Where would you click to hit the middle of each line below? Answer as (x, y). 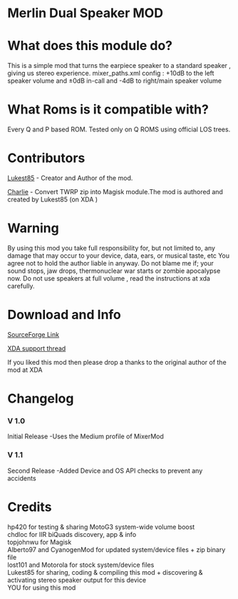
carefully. (21, 286)
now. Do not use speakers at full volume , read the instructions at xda (109, 278)
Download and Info (64, 315)
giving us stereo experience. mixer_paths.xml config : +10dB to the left (111, 74)
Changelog (41, 399)
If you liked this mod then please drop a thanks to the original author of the (117, 362)
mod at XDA (25, 370)
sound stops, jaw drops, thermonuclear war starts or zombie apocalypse (114, 271)
